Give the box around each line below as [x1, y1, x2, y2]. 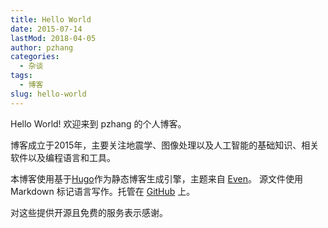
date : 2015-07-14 [10, 24, 83, 34]
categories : [10, 52, 60, 62]
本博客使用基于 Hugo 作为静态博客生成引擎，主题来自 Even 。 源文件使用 [10, 172, 303, 185]
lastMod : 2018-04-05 [10, 33, 97, 43]
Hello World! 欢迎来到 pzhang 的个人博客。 [10, 117, 187, 130]
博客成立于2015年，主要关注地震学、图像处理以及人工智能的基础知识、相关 [10, 139, 320, 151]
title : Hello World [10, 14, 92, 25]
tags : [10, 71, 33, 81]
